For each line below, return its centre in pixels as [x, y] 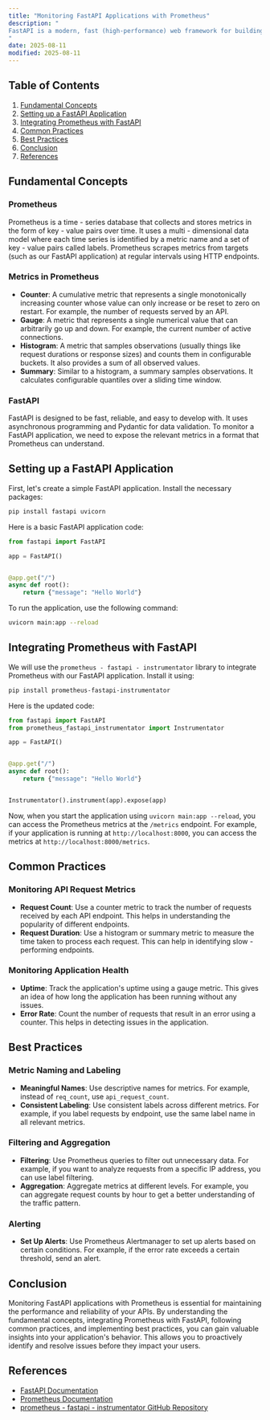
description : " [34, 23]
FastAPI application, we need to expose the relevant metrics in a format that [134, 436]
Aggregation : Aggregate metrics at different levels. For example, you [134, 1185]
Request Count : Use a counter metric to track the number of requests [135, 907]
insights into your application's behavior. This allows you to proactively [125, 1337]
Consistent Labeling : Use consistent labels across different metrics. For [139, 1105]
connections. [41, 337]
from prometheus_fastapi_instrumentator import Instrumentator [117, 728]
